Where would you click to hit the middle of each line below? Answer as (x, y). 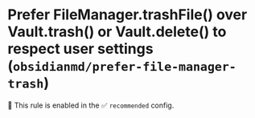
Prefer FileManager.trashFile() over (127, 15)
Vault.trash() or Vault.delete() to (117, 32)
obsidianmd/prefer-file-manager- (124, 67)
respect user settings (80, 49)
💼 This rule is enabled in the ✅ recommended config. (91, 105)
